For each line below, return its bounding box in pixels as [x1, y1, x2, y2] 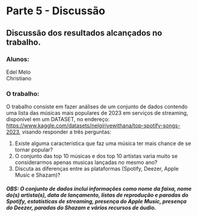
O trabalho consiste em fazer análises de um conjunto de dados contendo [6, 103, 188, 111]
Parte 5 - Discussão [6, 4, 106, 18]
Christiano [6, 74, 32, 81]
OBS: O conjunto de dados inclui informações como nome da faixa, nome [6, 185, 192, 192]
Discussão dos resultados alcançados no [6, 28, 162, 38]
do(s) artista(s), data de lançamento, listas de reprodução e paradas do [6, 191, 189, 199]
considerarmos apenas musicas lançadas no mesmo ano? [14, 159, 158, 166]
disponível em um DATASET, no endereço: [6, 116, 110, 123]
